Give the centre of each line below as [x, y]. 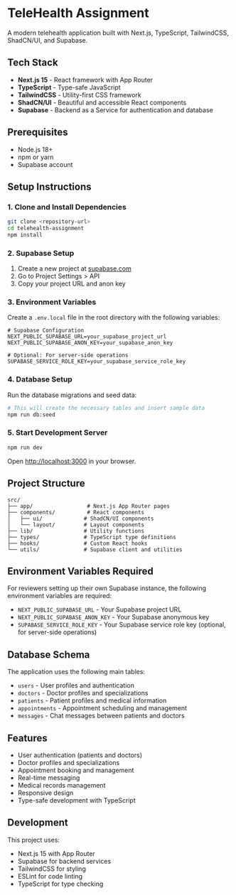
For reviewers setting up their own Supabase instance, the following [107, 588]
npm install [25, 235]
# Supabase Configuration [45, 331]
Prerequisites [38, 132]
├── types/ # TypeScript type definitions [92, 537]
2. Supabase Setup [41, 253]
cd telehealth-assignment [45, 229]
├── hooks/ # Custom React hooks [77, 543]
